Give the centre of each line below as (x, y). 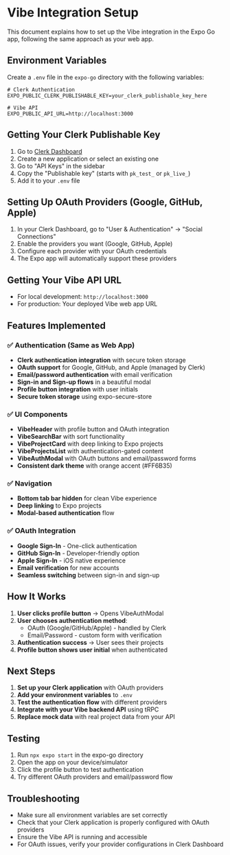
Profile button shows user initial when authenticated (92, 650)
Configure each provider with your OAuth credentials (92, 251)
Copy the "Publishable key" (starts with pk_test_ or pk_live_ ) (104, 173)
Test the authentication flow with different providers (92, 703)
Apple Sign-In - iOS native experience (71, 560)
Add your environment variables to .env (74, 695)
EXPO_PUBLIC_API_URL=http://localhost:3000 (70, 114)
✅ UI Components (37, 414)
